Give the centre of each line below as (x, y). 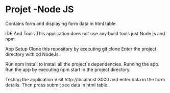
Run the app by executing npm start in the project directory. (68, 69)
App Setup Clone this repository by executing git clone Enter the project (81, 49)
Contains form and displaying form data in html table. (61, 24)
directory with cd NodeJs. (33, 54)
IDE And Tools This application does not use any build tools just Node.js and (85, 33)
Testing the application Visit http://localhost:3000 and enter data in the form (85, 79)
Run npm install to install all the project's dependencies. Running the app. (82, 64)
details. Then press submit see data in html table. (57, 85)
